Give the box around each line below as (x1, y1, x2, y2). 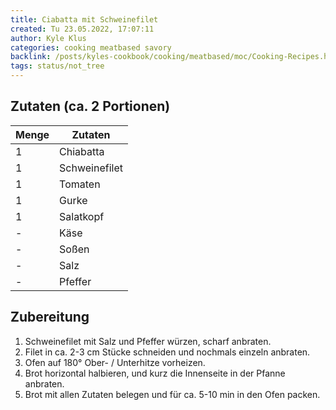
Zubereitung (10, 309, 90, 326)
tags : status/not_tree (10, 61, 105, 71)
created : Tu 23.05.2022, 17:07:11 (10, 24, 155, 34)
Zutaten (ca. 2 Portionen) (10, 98, 171, 115)
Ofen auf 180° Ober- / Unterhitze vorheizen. (24, 356, 206, 368)
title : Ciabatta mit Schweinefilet (10, 14, 159, 25)
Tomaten (59, 177, 101, 191)
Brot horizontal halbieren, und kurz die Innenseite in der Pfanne (24, 367, 286, 379)
